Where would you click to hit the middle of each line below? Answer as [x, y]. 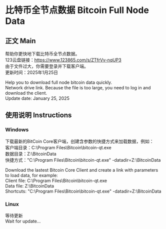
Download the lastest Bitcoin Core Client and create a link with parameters [82, 170]
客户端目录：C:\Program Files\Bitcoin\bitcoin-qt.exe [58, 147]
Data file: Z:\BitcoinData [29, 186]
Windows [17, 130]
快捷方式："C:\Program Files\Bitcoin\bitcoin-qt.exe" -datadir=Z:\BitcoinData [83, 160]
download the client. [26, 93]
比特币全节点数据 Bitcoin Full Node [77, 10]
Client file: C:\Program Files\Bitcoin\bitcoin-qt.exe [56, 181]
